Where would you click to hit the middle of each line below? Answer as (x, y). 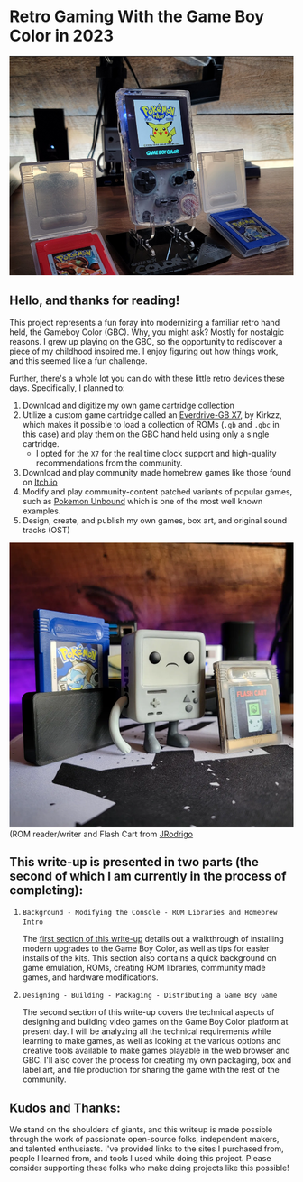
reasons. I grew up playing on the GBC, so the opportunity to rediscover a (146, 341)
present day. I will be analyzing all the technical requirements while (147, 1031)
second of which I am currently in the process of (148, 877)
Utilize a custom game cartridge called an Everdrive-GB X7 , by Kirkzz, (152, 415)
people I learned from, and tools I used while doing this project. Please (140, 1159)
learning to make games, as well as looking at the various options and (151, 1041)
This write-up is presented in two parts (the (134, 862)
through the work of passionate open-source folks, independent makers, (144, 1140)
